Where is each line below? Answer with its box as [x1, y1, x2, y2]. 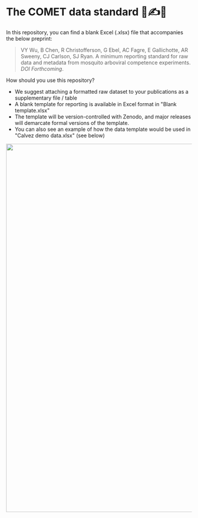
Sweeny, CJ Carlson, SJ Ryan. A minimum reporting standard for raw [20, 52, 189, 60]
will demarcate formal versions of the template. [14, 119, 130, 126]
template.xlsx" [14, 107, 50, 114]
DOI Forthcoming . [20, 65, 64, 72]
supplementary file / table [14, 94, 78, 101]
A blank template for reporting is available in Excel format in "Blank [14, 100, 177, 107]
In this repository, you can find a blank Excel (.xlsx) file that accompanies [6, 28, 184, 36]
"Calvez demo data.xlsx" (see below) [14, 131, 105, 139]
